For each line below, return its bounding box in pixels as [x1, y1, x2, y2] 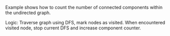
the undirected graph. [5, 10, 51, 16]
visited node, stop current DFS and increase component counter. [5, 25, 141, 31]
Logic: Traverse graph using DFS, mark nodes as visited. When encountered [5, 20, 165, 25]
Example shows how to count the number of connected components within [5, 5, 163, 10]
